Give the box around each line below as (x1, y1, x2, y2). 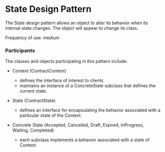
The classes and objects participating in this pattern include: (5, 58, 128, 64)
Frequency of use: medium (5, 35, 60, 41)
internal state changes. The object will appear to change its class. (5, 25, 138, 31)
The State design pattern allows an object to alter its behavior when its (5, 20, 148, 26)
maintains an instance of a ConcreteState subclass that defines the (19, 83, 156, 89)
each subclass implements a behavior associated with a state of (19, 137, 150, 143)
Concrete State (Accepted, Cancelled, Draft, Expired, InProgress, (12, 122, 144, 128)
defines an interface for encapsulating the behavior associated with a (19, 107, 161, 113)
